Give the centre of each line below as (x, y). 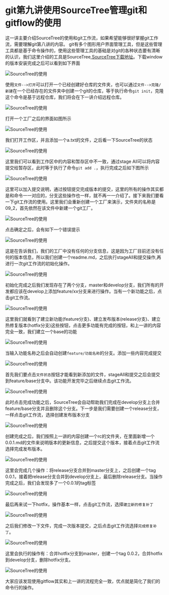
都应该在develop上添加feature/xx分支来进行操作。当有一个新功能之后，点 (86, 291)
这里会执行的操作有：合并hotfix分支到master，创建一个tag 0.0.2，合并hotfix (84, 553)
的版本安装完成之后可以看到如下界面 (43, 63)
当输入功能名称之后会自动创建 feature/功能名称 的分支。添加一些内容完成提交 (83, 353)
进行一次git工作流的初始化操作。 (39, 263)
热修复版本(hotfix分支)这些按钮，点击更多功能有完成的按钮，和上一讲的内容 (83, 325)
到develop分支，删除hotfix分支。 (39, 560)
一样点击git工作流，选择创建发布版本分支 (48, 414)
